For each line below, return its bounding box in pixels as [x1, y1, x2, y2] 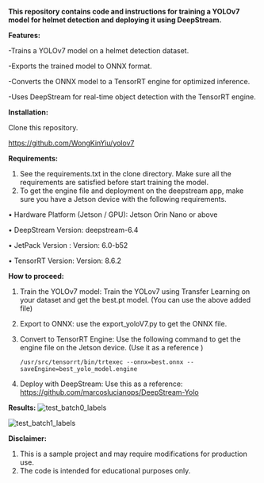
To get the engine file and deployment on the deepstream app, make [19, 186, 244, 195]
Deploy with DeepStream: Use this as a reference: [19, 379, 183, 388]
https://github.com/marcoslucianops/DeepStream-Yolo [19, 388, 200, 396]
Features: [8, 31, 41, 40]
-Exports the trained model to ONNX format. [8, 61, 152, 71]
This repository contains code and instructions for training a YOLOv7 [8, 7, 240, 16]
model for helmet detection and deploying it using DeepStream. [8, 15, 222, 25]
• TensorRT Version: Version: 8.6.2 [8, 256, 121, 265]
